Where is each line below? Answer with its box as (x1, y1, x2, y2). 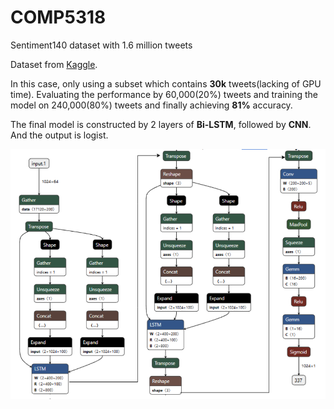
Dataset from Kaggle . (10, 58, 98, 70)
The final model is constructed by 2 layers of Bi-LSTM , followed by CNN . (10, 118, 312, 130)
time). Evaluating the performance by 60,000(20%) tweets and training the (10, 88, 319, 100)
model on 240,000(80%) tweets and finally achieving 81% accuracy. (10, 99, 293, 111)
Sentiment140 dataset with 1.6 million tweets (10, 39, 193, 51)
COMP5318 (10, 6, 107, 29)
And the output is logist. (10, 129, 109, 141)
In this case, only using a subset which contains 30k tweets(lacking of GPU (10, 77, 322, 90)
